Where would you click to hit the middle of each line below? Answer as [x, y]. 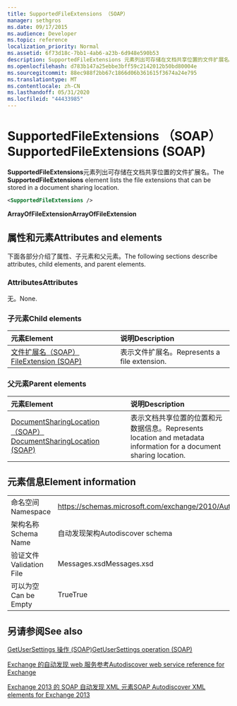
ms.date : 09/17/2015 [38, 27]
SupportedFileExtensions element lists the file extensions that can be [109, 180]
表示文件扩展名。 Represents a [170, 352]
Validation [27, 565]
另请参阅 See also [45, 631]
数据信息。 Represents [167, 428]
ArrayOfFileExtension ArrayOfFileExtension [72, 214]
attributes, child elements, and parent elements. [77, 264]
